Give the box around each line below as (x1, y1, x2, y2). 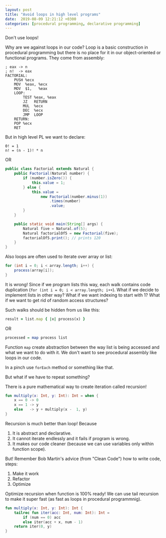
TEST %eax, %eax (23, 95, 56, 100)
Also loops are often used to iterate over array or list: (5, 254, 113, 260)
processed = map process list (5, 335, 68, 340)
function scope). (12, 446, 46, 452)
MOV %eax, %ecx (14, 82, 48, 87)
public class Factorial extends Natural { (5, 166, 94, 171)
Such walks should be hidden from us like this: (5, 307, 100, 313)
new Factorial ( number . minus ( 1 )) (40, 194, 108, 199)
